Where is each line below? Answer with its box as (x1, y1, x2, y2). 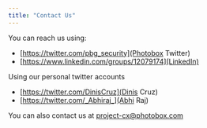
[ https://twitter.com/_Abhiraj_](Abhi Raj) (19, 95, 149, 104)
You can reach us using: (8, 33, 87, 42)
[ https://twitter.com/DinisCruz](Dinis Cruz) (19, 87, 158, 97)
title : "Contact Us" (8, 11, 77, 20)
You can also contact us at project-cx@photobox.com (8, 111, 184, 120)
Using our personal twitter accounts (8, 71, 125, 81)
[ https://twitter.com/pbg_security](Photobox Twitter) (19, 48, 191, 57)
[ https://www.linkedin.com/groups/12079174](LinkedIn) (19, 57, 199, 66)
